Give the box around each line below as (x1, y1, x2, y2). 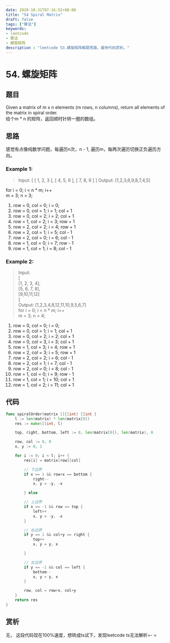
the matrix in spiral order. (6, 110, 58, 116)
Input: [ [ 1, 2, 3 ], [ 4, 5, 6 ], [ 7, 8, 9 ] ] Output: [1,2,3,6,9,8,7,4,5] (18, 177, 151, 183)
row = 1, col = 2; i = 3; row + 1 (13, 218, 75, 224)
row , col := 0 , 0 (15, 439, 52, 445)
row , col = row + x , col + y (24, 588, 76, 593)
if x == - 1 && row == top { (24, 504, 83, 510)
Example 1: (6, 165, 33, 173)
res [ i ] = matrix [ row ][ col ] (24, 458, 81, 463)
